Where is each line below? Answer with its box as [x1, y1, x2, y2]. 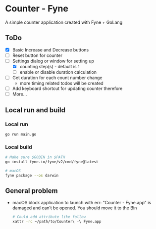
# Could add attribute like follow [12, 215, 86, 220]
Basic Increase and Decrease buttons [12, 46, 89, 52]
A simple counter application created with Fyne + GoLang [5, 19, 123, 25]
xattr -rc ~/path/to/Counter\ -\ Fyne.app [12, 219, 102, 224]
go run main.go [5, 132, 37, 137]
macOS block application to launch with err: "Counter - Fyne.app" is [12, 200, 152, 206]
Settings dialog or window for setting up [12, 58, 94, 64]
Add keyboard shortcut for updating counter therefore [12, 86, 123, 92]
